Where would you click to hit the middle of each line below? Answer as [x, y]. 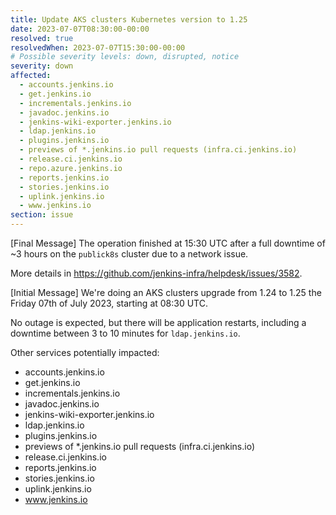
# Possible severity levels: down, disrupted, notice [125, 57]
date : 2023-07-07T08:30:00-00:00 [80, 29]
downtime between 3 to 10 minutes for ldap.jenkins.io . [125, 333]
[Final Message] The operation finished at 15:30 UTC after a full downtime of [168, 243]
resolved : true [42, 38]
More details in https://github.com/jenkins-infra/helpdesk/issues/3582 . [156, 273]
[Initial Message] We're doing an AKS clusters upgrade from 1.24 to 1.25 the [166, 292]
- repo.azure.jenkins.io [71, 168]
